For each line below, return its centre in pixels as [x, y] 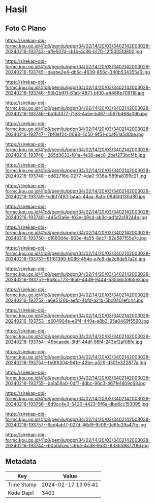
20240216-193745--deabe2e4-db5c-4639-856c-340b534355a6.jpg [78, 72]
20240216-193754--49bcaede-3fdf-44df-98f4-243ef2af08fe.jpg [74, 342]
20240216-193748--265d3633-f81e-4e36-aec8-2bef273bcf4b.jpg [75, 155]
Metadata [21, 461]
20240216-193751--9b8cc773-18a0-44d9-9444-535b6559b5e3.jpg [77, 280]
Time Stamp [22, 485]
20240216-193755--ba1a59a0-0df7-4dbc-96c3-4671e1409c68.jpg [75, 383]
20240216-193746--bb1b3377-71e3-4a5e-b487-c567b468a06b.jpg [76, 114]
